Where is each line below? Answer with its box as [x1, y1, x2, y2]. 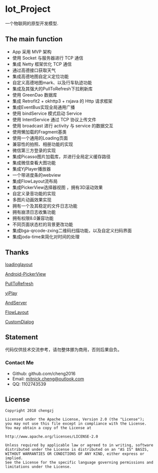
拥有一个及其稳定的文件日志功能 [12, 203, 78, 209]
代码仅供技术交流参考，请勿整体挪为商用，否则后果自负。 [5, 347, 122, 353]
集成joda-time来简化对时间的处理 [12, 233, 80, 240]
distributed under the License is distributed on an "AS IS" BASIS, [5, 447, 149, 452]
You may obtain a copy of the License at [5, 426, 92, 431]
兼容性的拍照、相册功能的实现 [12, 141, 73, 147]
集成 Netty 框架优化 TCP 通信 [12, 61, 72, 67]
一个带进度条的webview [12, 172, 61, 178]
